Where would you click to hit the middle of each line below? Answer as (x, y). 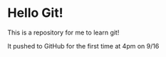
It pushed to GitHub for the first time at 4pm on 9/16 (83, 46)
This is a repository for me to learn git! (63, 32)
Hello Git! (35, 13)
